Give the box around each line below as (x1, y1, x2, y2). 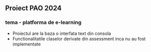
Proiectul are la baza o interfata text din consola (12, 30, 111, 36)
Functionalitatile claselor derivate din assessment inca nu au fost (12, 35, 146, 41)
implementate (12, 41, 41, 47)
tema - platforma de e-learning (5, 19, 81, 26)
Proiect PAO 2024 (5, 4, 62, 12)
